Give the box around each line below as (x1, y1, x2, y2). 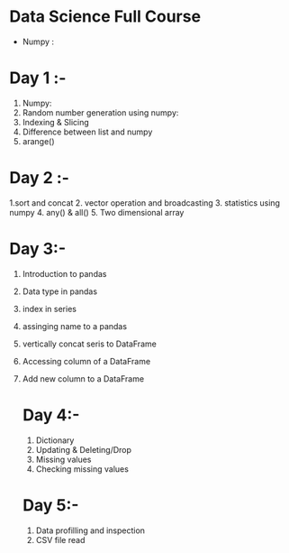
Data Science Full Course (9, 6, 201, 27)
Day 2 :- (9, 168, 70, 189)
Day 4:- (22, 404, 80, 425)
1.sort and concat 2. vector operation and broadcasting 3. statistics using (9, 197, 281, 208)
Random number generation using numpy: (22, 106, 179, 118)
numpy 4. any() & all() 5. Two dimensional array (9, 207, 185, 217)
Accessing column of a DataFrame (22, 355, 151, 366)
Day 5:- (22, 494, 79, 515)
